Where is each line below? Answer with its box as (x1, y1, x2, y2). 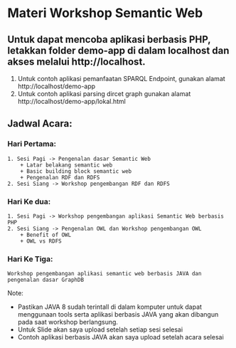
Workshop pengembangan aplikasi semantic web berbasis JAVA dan (7, 270, 202, 278)
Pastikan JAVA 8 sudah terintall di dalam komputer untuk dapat (17, 302, 203, 311)
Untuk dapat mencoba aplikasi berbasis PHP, (7, 33, 211, 46)
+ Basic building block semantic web (20, 167, 132, 175)
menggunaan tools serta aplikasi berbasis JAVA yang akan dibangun (17, 310, 219, 319)
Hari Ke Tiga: (7, 254, 53, 264)
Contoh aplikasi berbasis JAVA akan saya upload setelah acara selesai (17, 333, 224, 342)
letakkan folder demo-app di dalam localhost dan (7, 44, 230, 56)
